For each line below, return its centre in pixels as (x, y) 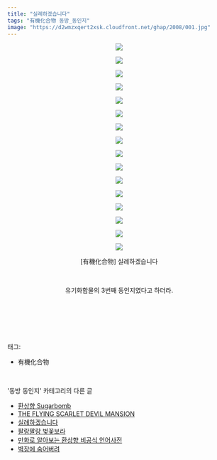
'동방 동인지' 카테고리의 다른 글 (50, 391)
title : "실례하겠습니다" (39, 14)
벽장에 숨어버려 (39, 449)
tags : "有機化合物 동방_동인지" (49, 21)
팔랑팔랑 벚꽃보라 (41, 432)
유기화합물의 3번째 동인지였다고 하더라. (119, 290)
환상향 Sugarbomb (44, 406)
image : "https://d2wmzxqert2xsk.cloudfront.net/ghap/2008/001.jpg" (109, 27)
